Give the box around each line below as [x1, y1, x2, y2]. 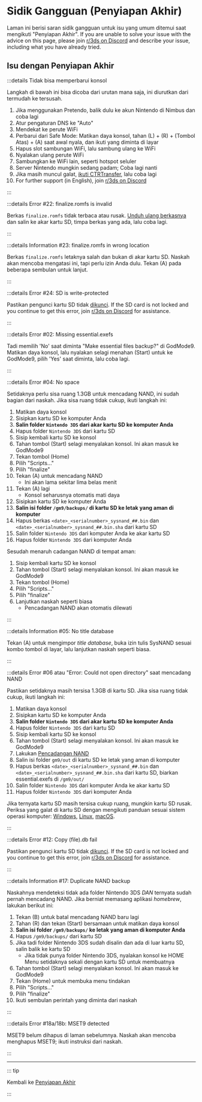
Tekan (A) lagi [15, 484, 50, 492]
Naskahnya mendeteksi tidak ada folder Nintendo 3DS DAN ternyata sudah [7, 889, 192, 896]
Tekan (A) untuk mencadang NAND [15, 472, 103, 479]
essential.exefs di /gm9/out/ [15, 775, 85, 782]
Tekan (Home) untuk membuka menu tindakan [15, 977, 131, 985]
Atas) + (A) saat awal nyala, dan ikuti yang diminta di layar [15, 138, 159, 146]
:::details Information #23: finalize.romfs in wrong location [7, 241, 149, 249]
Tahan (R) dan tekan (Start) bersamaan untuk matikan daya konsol [15, 920, 179, 927]
